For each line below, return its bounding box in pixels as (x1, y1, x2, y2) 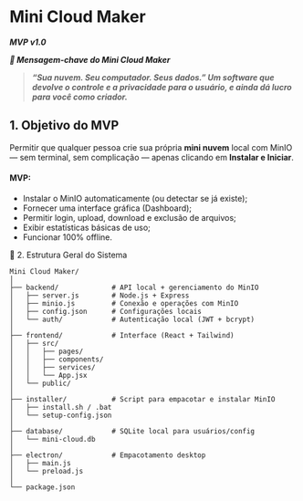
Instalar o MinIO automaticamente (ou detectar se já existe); (22, 193, 248, 204)
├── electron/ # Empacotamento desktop (9, 450, 206, 460)
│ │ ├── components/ (9, 354, 104, 364)
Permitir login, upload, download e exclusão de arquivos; (22, 212, 237, 223)
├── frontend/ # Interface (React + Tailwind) (9, 330, 235, 339)
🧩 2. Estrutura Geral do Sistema (9, 249, 128, 260)
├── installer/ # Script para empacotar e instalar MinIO (9, 394, 276, 403)
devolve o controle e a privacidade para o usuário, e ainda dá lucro (31, 81, 292, 92)
